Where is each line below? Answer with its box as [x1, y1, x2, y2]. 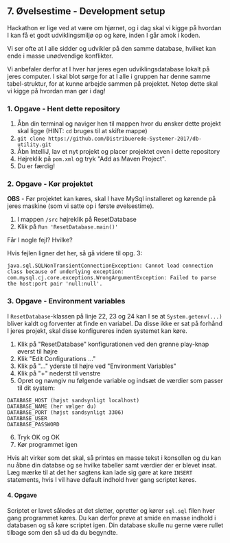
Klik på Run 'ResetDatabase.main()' [16, 222, 119, 231]
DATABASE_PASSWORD [7, 421, 60, 428]
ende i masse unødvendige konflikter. [7, 51, 113, 60]
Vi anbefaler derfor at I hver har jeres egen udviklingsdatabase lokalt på [7, 65, 210, 73]
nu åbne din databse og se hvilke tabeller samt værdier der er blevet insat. [7, 461, 218, 469]
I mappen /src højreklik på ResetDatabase [16, 216, 137, 224]
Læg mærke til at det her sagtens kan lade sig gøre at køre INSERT [7, 468, 193, 476]
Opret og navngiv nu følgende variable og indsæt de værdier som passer [16, 376, 224, 384]
